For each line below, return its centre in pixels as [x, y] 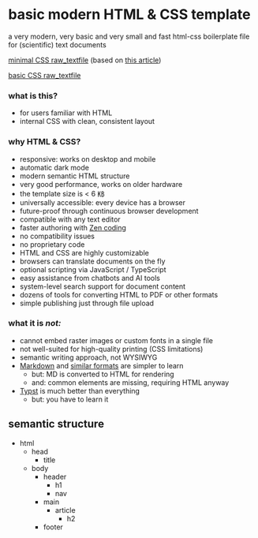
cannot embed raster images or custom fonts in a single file [116, 340]
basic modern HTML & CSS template [129, 15]
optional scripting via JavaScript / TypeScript [93, 269]
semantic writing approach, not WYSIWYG [88, 357]
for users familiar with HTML [66, 113]
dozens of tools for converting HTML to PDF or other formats [119, 294]
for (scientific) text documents [57, 44]
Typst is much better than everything [80, 390]
